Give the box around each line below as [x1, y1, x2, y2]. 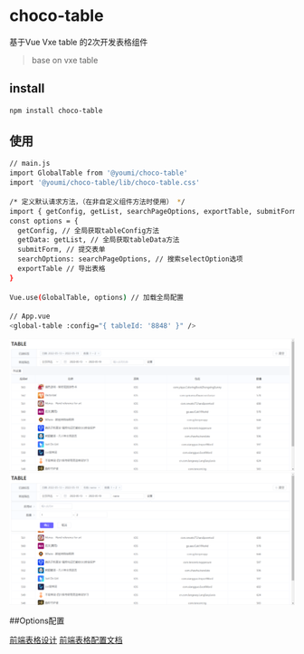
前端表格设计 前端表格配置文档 [9, 634, 123, 645]
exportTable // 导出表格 [17, 264, 106, 274]
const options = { [9, 216, 79, 226]
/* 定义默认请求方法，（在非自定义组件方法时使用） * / [9, 197, 185, 207]
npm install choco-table [9, 106, 103, 115]
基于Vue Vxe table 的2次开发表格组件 [9, 36, 148, 47]
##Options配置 [9, 615, 65, 626]
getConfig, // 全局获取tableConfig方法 [17, 226, 160, 236]
